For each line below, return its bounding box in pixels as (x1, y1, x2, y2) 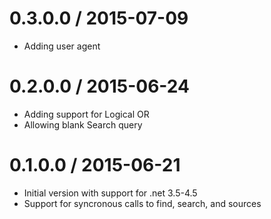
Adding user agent (23, 40, 101, 52)
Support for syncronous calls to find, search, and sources (23, 197, 262, 209)
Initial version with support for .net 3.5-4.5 (23, 187, 198, 199)
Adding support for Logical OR (23, 108, 150, 120)
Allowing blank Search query (23, 118, 143, 131)
